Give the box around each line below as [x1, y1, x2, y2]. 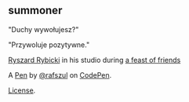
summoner [8, 4, 63, 17]
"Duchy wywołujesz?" [8, 24, 79, 34]
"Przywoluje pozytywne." [8, 40, 90, 49]
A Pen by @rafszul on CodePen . [8, 70, 112, 79]
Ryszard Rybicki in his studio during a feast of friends [8, 55, 181, 64]
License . [8, 86, 36, 95]
